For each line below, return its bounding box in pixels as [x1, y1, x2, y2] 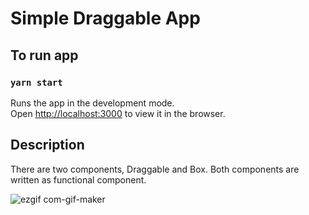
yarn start [10, 77, 63, 88]
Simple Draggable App [10, 7, 201, 30]
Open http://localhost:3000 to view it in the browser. [10, 107, 226, 119]
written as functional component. [10, 173, 147, 186]
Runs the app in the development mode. [10, 97, 175, 109]
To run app [10, 47, 79, 64]
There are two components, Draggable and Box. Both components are [10, 163, 300, 175]
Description [10, 137, 85, 154]
